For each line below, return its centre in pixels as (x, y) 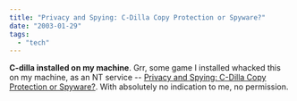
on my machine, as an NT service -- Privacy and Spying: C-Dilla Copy (138, 78)
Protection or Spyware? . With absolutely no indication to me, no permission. (149, 87)
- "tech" (34, 42)
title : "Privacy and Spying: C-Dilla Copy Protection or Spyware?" (138, 17)
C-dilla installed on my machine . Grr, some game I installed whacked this (145, 68)
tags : (19, 34)
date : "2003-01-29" (46, 26)
